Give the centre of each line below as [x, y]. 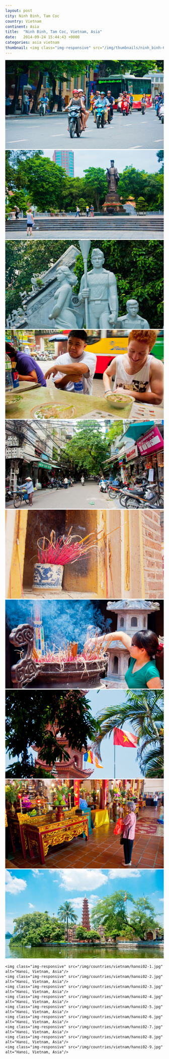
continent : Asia [22, 27]
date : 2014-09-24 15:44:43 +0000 [43, 37]
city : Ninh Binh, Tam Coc [32, 16]
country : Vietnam [23, 21]
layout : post [19, 11]
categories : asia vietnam [32, 43]
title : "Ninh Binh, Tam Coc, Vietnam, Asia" [54, 32]
